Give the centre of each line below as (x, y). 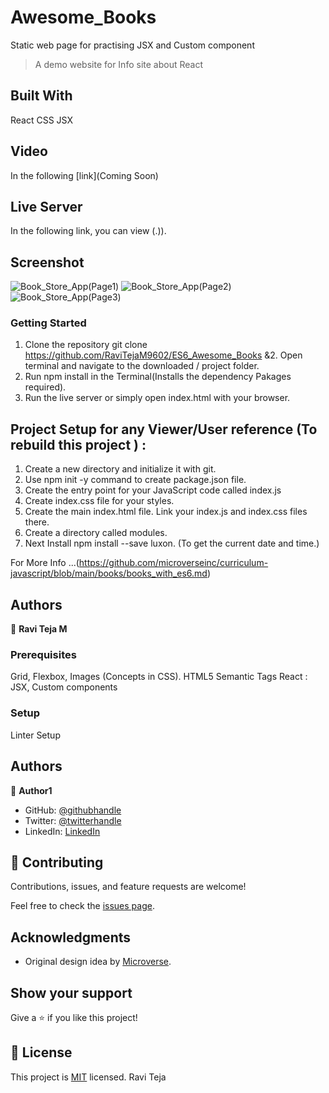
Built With (41, 96)
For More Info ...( (45, 563)
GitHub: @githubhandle (73, 810)
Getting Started (48, 323)
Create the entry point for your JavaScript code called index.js (153, 490)
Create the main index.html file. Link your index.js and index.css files (166, 512)
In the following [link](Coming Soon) (84, 175)
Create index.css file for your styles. (99, 501)
